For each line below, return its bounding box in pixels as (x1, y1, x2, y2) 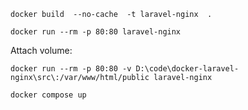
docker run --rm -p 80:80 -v (10, 64, 132, 74)
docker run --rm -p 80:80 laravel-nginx (10, 27, 182, 37)
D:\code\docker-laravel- (135, 64, 240, 74)
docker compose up (10, 90, 87, 100)
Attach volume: (10, 45, 73, 56)
